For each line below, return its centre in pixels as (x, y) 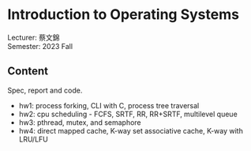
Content (28, 72)
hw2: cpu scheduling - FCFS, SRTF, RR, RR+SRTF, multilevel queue (128, 114)
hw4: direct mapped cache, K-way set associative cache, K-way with (131, 130)
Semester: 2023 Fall (40, 46)
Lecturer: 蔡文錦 (34, 37)
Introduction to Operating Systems (124, 15)
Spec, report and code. (45, 90)
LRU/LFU (33, 139)
